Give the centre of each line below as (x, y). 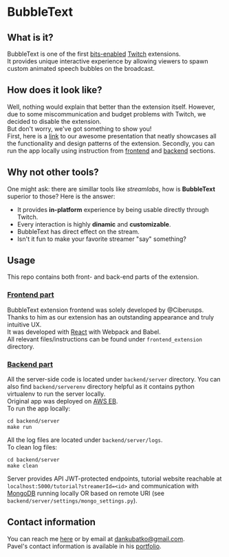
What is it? (30, 38)
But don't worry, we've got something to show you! (79, 129)
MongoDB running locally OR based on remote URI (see (86, 494)
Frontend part (31, 295)
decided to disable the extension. (54, 121)
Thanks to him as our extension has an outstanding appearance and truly (111, 317)
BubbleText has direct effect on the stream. (78, 231)
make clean (23, 466)
